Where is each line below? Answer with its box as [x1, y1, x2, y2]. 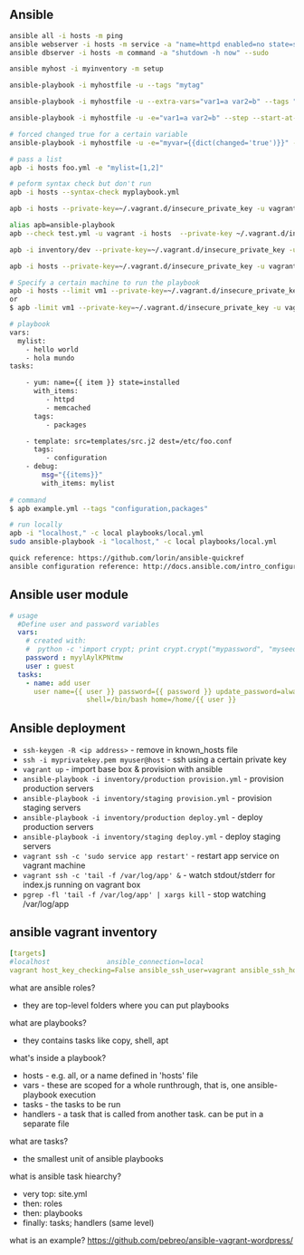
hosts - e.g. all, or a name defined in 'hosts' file [22, 1069, 199, 1081]
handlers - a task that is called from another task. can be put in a [22, 1108, 264, 1119]
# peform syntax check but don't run [9, 179, 152, 188]
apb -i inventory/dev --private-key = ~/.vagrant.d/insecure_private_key [9, 245, 285, 255]
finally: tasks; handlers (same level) [22, 1217, 155, 1228]
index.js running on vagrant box [22, 879, 141, 891]
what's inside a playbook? [9, 1052, 107, 1063]
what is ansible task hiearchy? [9, 1171, 122, 1182]
